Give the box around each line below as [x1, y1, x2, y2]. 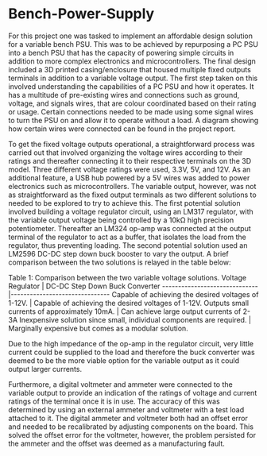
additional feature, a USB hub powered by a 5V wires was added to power [8, 172, 250, 183]
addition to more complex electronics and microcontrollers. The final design [8, 56, 257, 66]
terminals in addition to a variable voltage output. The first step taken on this [8, 73, 258, 83]
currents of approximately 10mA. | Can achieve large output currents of [8, 307, 242, 316]
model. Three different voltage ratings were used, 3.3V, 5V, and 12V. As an [8, 164, 251, 174]
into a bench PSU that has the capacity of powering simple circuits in [8, 48, 234, 57]
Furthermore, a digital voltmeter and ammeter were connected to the [8, 379, 233, 389]
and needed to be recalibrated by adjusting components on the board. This [8, 422, 254, 431]
